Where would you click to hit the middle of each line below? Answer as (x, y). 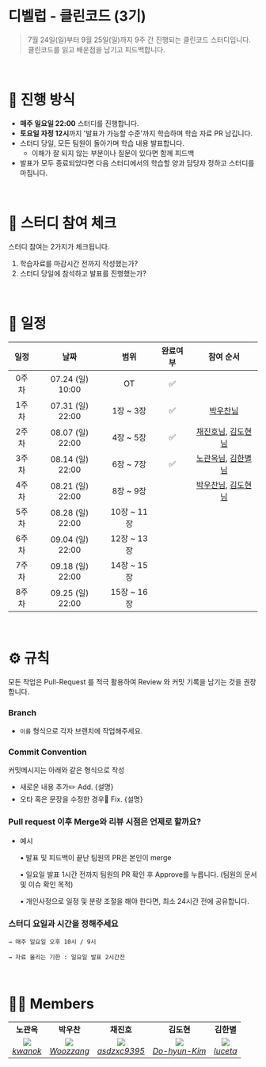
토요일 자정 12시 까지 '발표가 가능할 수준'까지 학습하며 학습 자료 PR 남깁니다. (136, 133)
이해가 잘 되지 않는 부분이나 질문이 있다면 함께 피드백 (113, 153)
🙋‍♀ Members (51, 1004)
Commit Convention (47, 752)
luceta (225, 1050)
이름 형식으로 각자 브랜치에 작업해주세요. (81, 730)
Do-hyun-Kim (179, 1050)
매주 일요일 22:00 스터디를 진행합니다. (79, 123)
